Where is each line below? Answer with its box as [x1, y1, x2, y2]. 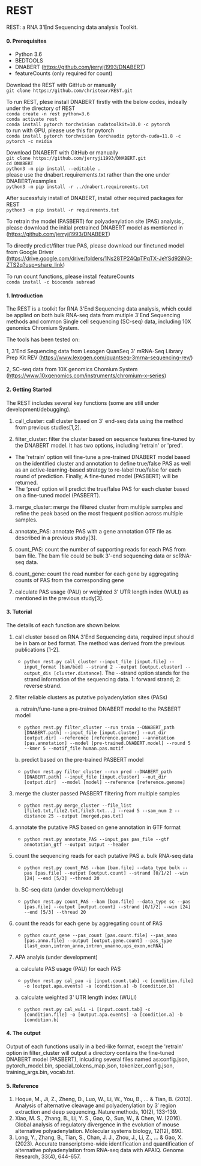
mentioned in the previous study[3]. [14, 594, 104, 601]
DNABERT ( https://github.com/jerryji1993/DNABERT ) [14, 64, 146, 71]
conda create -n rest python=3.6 [6, 111, 90, 117]
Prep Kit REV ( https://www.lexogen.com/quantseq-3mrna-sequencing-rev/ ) [6, 354, 193, 361]
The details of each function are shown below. [6, 621, 121, 628]
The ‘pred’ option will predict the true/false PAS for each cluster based [14, 485, 189, 493]
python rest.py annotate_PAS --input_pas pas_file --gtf [23, 836, 170, 842]
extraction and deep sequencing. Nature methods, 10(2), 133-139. [14, 1108, 178, 1116]
